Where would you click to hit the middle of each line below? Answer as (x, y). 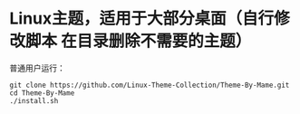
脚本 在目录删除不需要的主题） (139, 41)
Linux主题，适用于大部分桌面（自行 (142, 19)
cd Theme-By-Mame (42, 93)
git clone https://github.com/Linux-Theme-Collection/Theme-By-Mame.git (150, 85)
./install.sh (34, 100)
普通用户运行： (37, 68)
